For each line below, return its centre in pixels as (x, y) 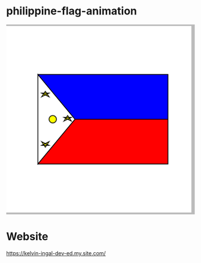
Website (27, 237)
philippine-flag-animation (72, 11)
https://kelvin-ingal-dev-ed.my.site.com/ (56, 253)
